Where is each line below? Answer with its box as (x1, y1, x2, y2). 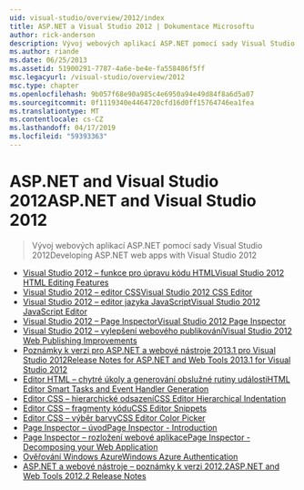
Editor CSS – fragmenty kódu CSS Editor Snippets (22, 403, 208, 413)
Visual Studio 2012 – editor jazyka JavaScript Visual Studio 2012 (22, 296, 261, 307)
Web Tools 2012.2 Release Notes (22, 470, 147, 481)
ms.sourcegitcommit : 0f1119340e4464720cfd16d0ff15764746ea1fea (9, 97, 255, 107)
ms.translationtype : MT (9, 107, 100, 116)
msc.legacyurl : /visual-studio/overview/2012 (9, 73, 185, 82)
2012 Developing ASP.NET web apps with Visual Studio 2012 (31, 250, 258, 260)
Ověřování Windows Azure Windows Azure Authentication (22, 451, 238, 462)
